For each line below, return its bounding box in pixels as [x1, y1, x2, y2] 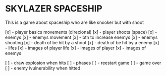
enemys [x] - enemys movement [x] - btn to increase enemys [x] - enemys [5, 34, 158, 40]
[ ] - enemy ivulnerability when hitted [5, 65, 81, 71]
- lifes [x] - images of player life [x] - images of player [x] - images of [5, 45, 146, 51]
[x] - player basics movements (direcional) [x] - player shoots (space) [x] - [5, 29, 157, 35]
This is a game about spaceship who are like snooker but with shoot [5, 19, 144, 25]
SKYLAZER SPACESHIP [5, 3, 103, 14]
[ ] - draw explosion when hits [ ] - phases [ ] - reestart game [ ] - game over [5, 60, 162, 66]
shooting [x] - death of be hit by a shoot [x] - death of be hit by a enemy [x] [5, 39, 160, 45]
